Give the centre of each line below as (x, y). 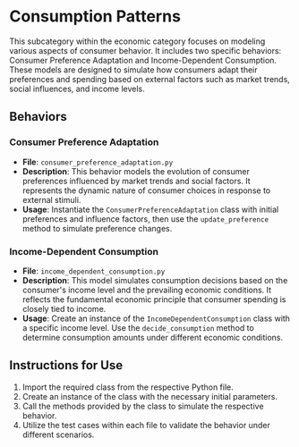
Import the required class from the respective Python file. (128, 387)
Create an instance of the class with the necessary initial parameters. (149, 396)
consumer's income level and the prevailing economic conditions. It (146, 290)
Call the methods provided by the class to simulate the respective (143, 406)
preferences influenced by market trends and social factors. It (136, 181)
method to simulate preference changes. (97, 228)
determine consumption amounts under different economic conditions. (153, 337)
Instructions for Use (66, 365)
